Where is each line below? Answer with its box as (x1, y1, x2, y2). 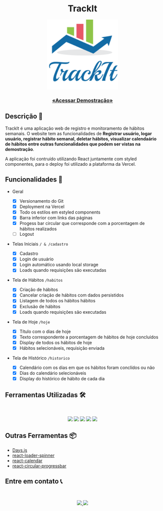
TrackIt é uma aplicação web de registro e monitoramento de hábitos (5, 125, 145, 131)
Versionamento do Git (19, 198, 64, 204)
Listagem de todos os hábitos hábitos (19, 298, 96, 304)
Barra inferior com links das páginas (19, 215, 93, 220)
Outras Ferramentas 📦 (5, 432, 77, 440)
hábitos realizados (19, 226, 57, 232)
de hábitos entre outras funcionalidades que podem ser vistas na (5, 141, 141, 147)
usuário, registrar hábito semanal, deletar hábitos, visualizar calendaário (5, 136, 157, 142)
